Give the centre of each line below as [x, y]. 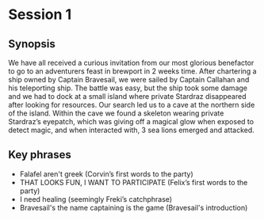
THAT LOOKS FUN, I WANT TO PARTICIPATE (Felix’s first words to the [134, 182]
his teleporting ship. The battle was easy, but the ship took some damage [128, 88]
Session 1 [40, 15]
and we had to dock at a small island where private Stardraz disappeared [127, 96]
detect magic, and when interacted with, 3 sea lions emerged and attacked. [132, 130]
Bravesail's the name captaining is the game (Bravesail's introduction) [134, 207]
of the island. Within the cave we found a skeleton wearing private [116, 113]
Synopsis [32, 44]
